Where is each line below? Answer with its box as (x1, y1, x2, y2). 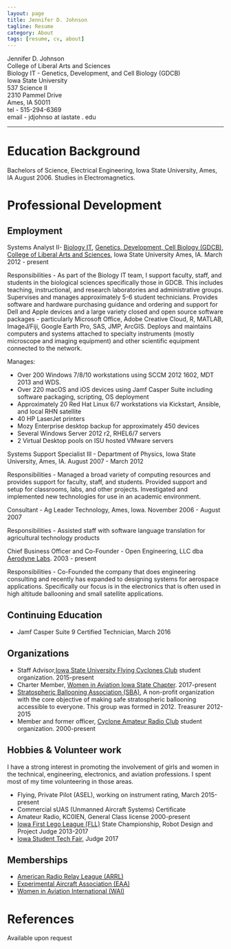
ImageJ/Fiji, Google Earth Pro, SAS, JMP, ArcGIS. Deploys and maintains (7, 323, 212, 331)
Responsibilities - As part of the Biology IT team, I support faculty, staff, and (7, 271, 222, 279)
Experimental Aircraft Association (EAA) (16, 880, 131, 888)
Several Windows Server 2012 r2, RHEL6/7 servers (16, 429, 162, 437)
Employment (7, 225, 63, 237)
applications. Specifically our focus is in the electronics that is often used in (7, 582, 221, 591)
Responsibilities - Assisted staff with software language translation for (7, 527, 206, 535)
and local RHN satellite (16, 407, 82, 416)
